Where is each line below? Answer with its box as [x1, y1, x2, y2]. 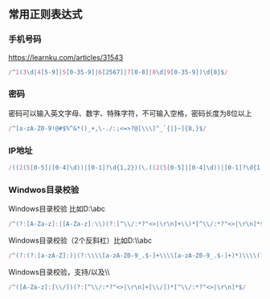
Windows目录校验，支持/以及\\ [8, 267, 110, 276]
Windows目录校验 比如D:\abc [8, 204, 106, 214]
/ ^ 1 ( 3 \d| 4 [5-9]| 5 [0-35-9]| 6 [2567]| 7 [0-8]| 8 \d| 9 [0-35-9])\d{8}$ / [8, 68, 228, 76]
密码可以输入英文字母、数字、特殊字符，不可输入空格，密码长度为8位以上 [8, 108, 252, 118]
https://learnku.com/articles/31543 [8, 52, 124, 62]
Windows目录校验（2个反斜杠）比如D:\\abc [8, 236, 153, 245]
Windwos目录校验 [8, 184, 80, 195]
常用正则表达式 [8, 7, 83, 22]
